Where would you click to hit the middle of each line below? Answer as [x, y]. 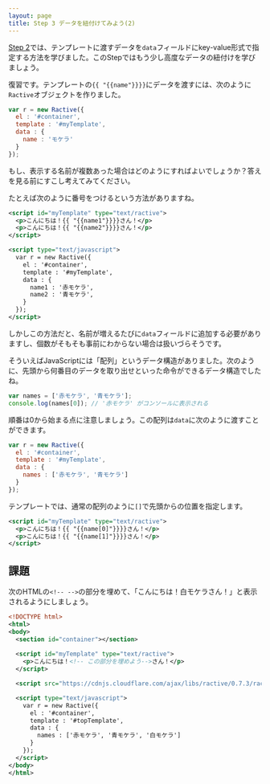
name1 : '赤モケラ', [61, 287]
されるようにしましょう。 [51, 602]
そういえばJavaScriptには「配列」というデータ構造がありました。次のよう [132, 360]
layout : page [30, 16]
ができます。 [29, 430]
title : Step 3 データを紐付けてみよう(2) [72, 23]
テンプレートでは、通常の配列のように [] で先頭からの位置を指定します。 [128, 506]
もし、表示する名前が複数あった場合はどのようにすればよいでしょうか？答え [135, 170]
